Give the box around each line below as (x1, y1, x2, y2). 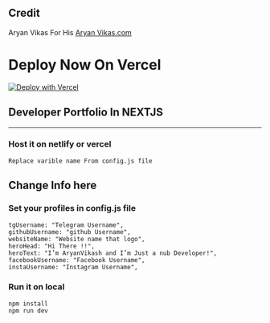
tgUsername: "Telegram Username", (8, 220, 125, 229)
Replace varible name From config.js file (8, 156, 153, 165)
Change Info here (8, 179, 97, 192)
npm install (8, 300, 48, 308)
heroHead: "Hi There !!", (8, 242, 95, 250)
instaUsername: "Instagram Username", (8, 263, 138, 271)
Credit (8, 6, 40, 20)
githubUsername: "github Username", (8, 228, 131, 236)
